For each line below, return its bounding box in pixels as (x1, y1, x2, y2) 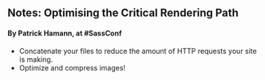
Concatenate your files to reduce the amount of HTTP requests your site (18, 46, 257, 55)
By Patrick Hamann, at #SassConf (7, 28, 122, 38)
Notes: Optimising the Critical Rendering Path (7, 6, 239, 20)
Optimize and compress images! (18, 63, 125, 72)
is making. (18, 55, 53, 64)
